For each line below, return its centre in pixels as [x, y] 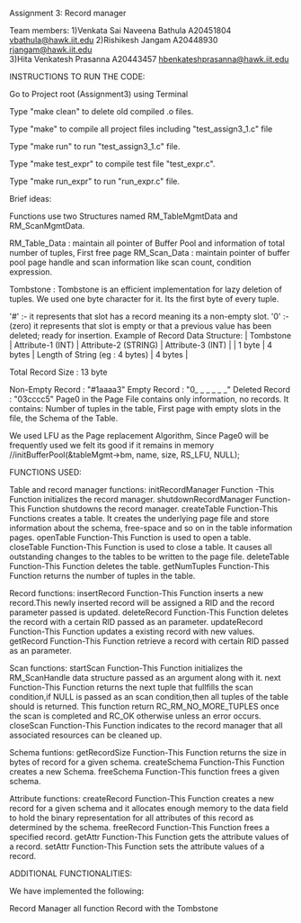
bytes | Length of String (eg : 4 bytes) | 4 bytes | [99, 354]
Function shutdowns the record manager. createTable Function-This [153, 509]
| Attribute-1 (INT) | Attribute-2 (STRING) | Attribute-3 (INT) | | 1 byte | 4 [141, 345]
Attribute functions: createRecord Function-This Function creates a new [142, 799]
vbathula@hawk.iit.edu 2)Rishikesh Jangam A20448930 [114, 40]
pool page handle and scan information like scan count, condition [130, 262]
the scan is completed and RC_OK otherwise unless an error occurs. [136, 716]
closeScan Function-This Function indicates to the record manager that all [146, 725]
